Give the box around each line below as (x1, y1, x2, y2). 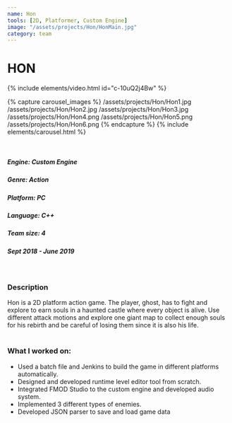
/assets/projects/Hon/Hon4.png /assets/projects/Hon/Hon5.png (7, 112, 193, 121)
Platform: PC (7, 193, 46, 202)
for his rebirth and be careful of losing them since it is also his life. (7, 321, 199, 330)
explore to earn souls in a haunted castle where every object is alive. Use (7, 306, 220, 315)
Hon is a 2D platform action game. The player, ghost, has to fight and (7, 299, 208, 307)
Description (7, 282, 49, 292)
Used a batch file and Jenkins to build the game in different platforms (17, 362, 219, 371)
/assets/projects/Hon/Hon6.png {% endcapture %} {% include (7, 120, 189, 129)
